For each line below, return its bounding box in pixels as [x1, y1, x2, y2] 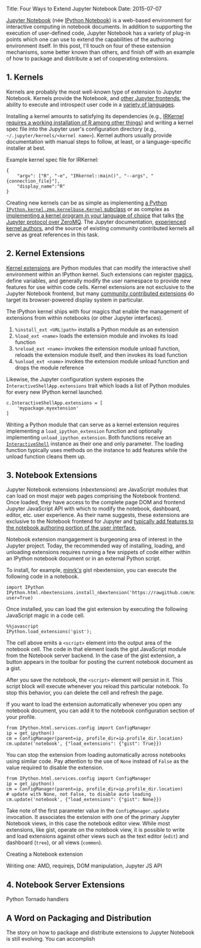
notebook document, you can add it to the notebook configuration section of [6, 707, 195, 714]
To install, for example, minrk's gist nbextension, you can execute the [6, 567, 177, 574]
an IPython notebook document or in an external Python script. [6, 555, 162, 562]
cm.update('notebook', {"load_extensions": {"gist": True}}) [6, 741, 162, 747]
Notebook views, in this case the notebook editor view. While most [6, 820, 170, 827]
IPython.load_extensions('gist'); [6, 629, 93, 635]
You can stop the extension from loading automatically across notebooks [6, 751, 186, 759]
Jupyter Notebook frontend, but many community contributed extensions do [6, 290, 194, 297]
